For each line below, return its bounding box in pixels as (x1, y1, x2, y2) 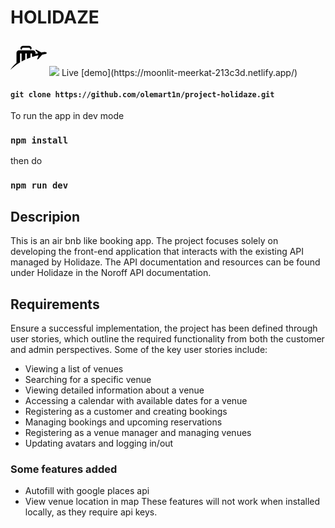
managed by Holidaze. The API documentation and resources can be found (10, 256, 321, 268)
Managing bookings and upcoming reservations (24, 416, 223, 428)
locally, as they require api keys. (24, 506, 158, 518)
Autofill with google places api (24, 485, 150, 497)
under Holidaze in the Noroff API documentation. (10, 267, 212, 279)
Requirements (10, 296, 100, 313)
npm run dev (10, 180, 69, 191)
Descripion (10, 208, 81, 225)
